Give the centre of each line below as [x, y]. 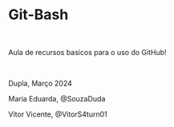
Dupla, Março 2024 [40, 83]
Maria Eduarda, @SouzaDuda [57, 98]
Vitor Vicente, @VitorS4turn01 [58, 114]
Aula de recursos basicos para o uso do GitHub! [87, 52]
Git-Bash [38, 15]
